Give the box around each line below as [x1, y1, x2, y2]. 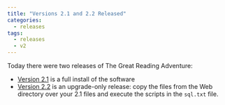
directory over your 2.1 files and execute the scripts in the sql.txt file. [17, 90, 219, 98]
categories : [7, 17, 42, 24]
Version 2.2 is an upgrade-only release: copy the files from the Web [17, 83, 213, 90]
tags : [7, 29, 23, 37]
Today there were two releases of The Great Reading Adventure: [7, 62, 194, 70]
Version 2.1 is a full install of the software [17, 75, 135, 83]
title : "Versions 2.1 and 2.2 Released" [7, 10, 127, 17]
